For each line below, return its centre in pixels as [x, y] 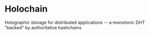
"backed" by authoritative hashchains [43, 27]
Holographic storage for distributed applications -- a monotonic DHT [75, 22]
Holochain [26, 9]
